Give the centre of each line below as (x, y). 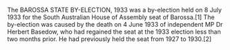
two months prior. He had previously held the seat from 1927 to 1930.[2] (109, 39)
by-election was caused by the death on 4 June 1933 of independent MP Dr (115, 24)
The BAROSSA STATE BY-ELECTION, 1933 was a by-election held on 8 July (115, 10)
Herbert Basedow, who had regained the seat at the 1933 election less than (114, 32)
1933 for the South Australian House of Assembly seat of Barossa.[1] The (111, 17)
